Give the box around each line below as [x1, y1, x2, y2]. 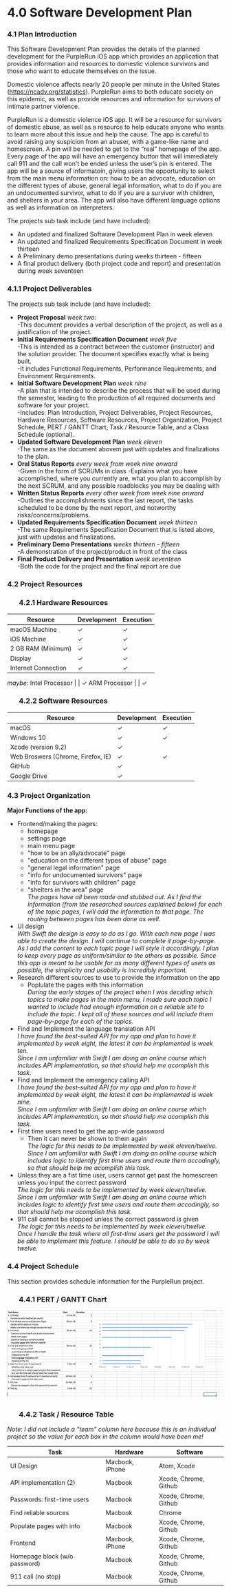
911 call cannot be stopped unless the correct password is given [16, 1215, 199, 1224]
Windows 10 [10, 733, 46, 741]
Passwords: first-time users [10, 1495, 89, 1503]
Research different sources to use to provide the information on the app [16, 974, 221, 982]
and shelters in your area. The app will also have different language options [7, 196, 221, 205]
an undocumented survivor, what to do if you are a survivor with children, [7, 189, 215, 197]
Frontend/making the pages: [16, 820, 98, 828]
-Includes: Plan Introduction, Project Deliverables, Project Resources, [16, 408, 213, 416]
